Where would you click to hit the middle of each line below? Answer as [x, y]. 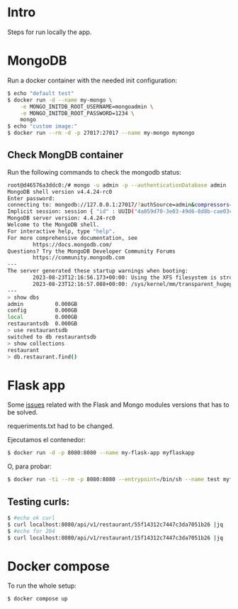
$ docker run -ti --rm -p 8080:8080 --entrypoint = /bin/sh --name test [114, 480]
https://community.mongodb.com [79, 258]
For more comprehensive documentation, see [73, 238]
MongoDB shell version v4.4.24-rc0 [60, 192]
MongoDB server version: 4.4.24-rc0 [61, 218]
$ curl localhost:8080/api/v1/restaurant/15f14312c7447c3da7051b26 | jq [115, 538]
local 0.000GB [42, 317]
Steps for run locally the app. [50, 32]
